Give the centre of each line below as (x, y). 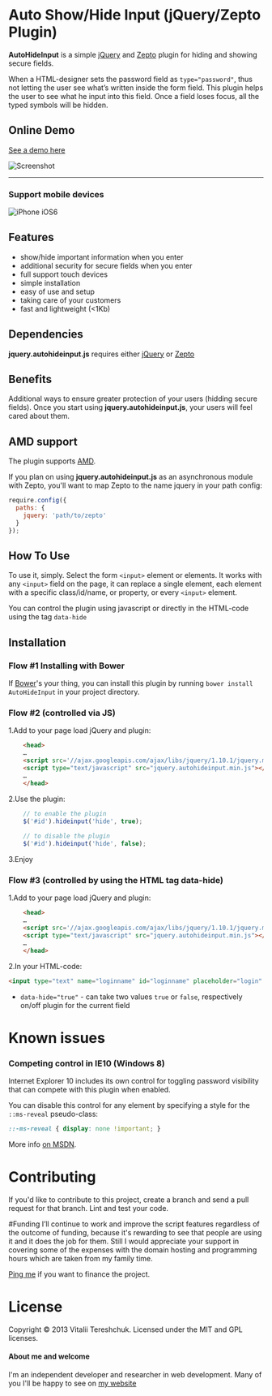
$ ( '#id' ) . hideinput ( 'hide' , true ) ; (83, 821)
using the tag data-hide (48, 617)
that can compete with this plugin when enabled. (90, 1090)
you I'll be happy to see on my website (72, 1383)
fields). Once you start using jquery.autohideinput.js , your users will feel (130, 407)
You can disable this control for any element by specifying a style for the (129, 1105)
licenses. (23, 1338)
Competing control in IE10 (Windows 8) (87, 1063)
